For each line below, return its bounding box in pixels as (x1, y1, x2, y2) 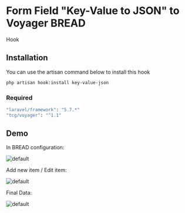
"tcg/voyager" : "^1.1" (6, 112, 62, 118)
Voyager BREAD (6, 16, 86, 30)
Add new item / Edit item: (6, 167, 67, 174)
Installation (6, 53, 48, 63)
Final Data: (6, 189, 32, 197)
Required (6, 94, 33, 102)
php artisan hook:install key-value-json (6, 80, 109, 85)
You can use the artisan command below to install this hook (6, 68, 150, 75)
